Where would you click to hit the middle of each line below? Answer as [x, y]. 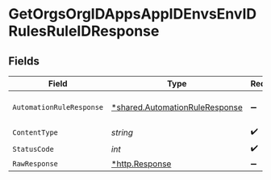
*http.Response [142, 164]
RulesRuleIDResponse [84, 31]
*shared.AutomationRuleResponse [177, 107]
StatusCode [33, 149]
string [123, 132]
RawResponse [35, 163]
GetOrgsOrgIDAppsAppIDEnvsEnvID [133, 14]
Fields [24, 61]
